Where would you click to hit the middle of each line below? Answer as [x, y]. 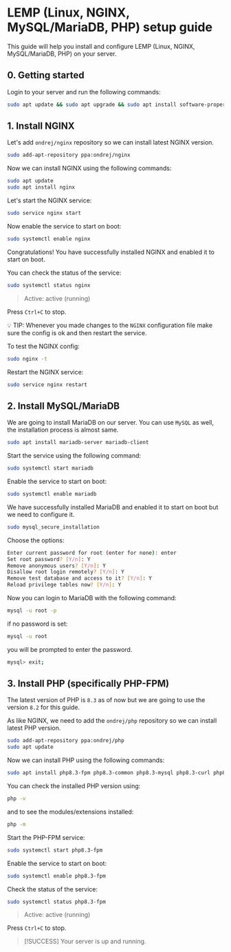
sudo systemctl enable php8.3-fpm [57, 876]
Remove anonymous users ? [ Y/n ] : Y [57, 566]
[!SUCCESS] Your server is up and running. [85, 942]
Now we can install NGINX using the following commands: [89, 168]
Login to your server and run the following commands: [84, 92]
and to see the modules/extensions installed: [70, 812]
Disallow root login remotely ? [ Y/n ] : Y [66, 572]
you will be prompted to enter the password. [70, 649]
